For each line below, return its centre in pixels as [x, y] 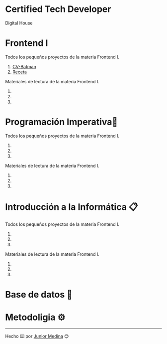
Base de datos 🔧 [39, 294]
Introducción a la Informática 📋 [72, 207]
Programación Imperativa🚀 [62, 122]
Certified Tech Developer [58, 9]
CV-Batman [24, 66]
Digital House [19, 23]
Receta [20, 72]
